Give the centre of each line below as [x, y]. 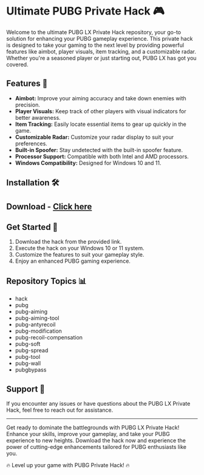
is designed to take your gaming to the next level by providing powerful [95, 45]
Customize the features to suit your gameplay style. [80, 255]
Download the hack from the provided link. [68, 242]
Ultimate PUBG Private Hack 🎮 [86, 11]
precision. [28, 105]
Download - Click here [49, 206]
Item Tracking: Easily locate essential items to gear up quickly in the [100, 124]
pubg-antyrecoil [35, 325]
